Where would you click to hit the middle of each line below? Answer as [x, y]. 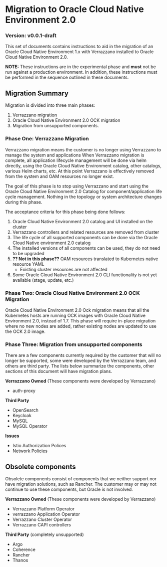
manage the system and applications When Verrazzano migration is [75, 155]
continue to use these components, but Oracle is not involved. [69, 489]
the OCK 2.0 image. [25, 331]
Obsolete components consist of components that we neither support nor [81, 479]
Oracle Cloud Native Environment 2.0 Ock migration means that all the [77, 310]
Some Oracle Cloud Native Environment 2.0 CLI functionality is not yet [85, 275]
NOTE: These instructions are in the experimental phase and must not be [80, 67]
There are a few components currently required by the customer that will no [83, 355]
